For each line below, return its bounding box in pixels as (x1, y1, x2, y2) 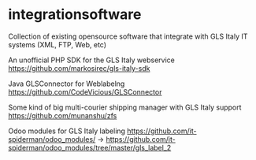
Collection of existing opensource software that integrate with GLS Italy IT (8, 32, 248, 41)
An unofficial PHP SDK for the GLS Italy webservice (8, 55, 176, 65)
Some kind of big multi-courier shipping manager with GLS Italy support (8, 102, 242, 112)
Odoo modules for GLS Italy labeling (8, 126, 126, 136)
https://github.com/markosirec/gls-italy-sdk (8, 63, 150, 73)
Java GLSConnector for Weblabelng (8, 79, 125, 88)
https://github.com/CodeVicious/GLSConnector (8, 87, 162, 96)
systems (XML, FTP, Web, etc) (8, 39, 107, 49)
